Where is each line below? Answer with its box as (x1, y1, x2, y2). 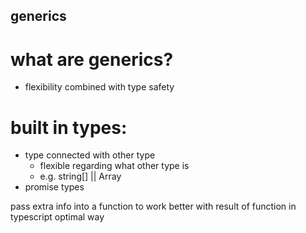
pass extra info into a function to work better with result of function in (10, 200, 297, 213)
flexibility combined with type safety (24, 81, 175, 93)
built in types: (10, 116, 128, 139)
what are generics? (10, 48, 174, 71)
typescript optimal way (10, 211, 105, 223)
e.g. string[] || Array (39, 170, 122, 183)
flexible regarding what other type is (39, 160, 190, 172)
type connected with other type (24, 149, 156, 161)
